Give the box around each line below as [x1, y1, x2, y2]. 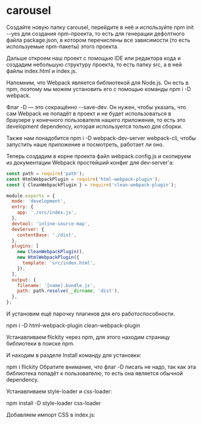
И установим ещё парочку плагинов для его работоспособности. [6, 310, 175, 317]
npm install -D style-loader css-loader [6, 399, 101, 407]
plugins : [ [11, 243, 39, 249]
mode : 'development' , [11, 198, 66, 204]
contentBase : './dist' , [17, 232, 77, 238]
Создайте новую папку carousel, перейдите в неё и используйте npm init [6, 24, 194, 31]
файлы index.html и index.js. [6, 67, 77, 74]
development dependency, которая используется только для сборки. [6, 122, 183, 130]
